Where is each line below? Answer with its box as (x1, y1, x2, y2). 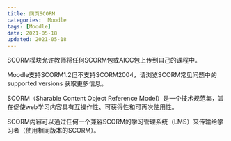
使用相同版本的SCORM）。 (25, 126, 100, 135)
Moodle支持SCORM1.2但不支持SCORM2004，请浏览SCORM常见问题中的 (7, 71, 217, 79)
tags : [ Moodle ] (7, 23, 51, 30)
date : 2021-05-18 (7, 29, 58, 37)
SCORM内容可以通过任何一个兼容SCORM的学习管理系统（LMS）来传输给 (7, 117, 218, 126)
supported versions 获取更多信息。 (7, 79, 108, 88)
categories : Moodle (7, 17, 67, 24)
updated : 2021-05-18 (7, 36, 67, 43)
